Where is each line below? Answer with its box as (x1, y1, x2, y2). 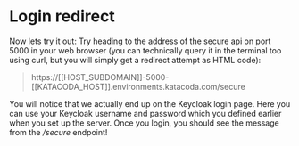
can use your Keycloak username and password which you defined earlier (9, 108, 282, 118)
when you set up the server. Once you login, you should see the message (9, 118, 279, 128)
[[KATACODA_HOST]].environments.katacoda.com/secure (30, 81, 245, 92)
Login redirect (9, 6, 116, 27)
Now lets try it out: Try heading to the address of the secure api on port (9, 36, 271, 46)
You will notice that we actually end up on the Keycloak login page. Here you (9, 98, 291, 109)
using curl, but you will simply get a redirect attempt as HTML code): (9, 54, 262, 65)
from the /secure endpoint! (9, 126, 108, 137)
